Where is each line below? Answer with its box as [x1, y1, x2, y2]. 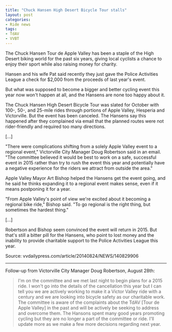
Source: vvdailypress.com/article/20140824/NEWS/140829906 [5, 253, 139, 259]
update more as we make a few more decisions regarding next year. [17, 321, 161, 327]
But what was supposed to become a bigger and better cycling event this [5, 86, 160, 92]
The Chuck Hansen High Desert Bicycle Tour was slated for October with [5, 101, 159, 108]
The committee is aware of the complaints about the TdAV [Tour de [17, 299, 160, 305]
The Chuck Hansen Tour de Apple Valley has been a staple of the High [5, 50, 154, 56]
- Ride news [5, 22, 31, 27]
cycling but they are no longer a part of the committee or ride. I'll [17, 316, 155, 322]
